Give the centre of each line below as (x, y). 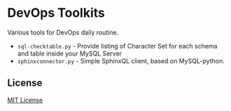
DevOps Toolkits (56, 13)
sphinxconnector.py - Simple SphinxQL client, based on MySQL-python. (121, 60)
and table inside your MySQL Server (70, 53)
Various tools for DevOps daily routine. (63, 32)
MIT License (25, 100)
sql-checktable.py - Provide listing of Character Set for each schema (117, 46)
